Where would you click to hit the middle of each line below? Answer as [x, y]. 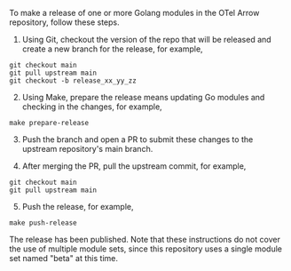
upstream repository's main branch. [87, 149]
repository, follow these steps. [64, 22]
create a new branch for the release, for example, [112, 49]
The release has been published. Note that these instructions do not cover [145, 239]
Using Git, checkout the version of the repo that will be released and [147, 40]
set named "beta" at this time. [63, 258]
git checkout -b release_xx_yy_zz [73, 81]
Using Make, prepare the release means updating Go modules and [143, 97]
